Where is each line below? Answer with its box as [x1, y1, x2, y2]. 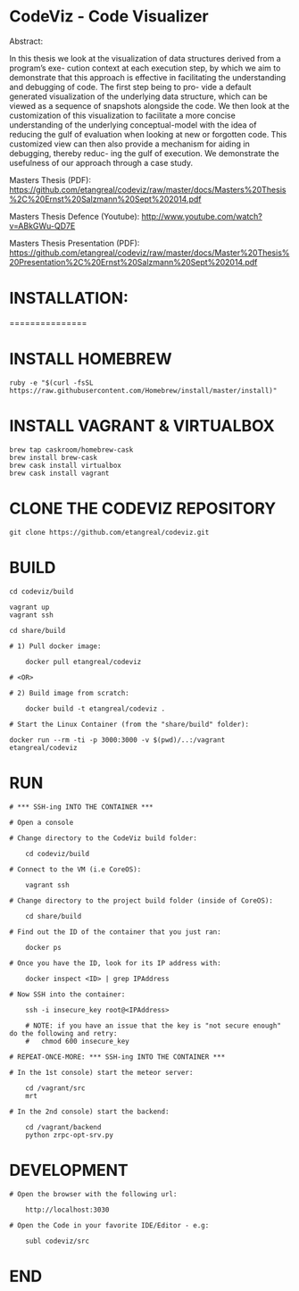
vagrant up [9, 603, 50, 612]
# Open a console [9, 818, 74, 827]
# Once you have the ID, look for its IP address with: [9, 958, 221, 968]
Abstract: [9, 36, 43, 46]
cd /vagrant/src [25, 1083, 87, 1093]
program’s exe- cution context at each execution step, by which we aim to [9, 62, 281, 73]
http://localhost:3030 [25, 1205, 110, 1214]
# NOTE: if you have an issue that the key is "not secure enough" [25, 1020, 281, 1030]
